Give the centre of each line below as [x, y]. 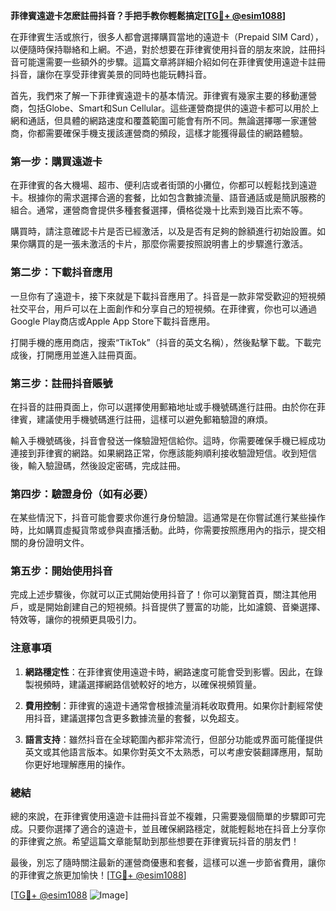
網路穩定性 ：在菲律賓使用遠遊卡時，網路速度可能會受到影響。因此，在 [169, 671]
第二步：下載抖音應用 [61, 272]
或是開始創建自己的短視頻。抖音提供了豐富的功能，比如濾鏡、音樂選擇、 [176, 607]
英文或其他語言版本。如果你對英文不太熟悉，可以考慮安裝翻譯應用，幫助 [173, 751]
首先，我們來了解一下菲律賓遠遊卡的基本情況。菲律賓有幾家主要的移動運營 [163, 95]
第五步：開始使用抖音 [61, 571]
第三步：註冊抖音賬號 [61, 383]
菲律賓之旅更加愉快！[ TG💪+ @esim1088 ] [102, 875]
